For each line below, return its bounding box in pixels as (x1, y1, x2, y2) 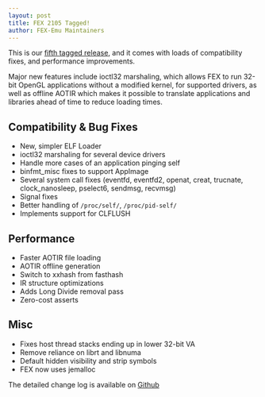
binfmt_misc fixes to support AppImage (19, 167, 149, 176)
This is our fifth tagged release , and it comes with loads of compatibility (8, 48, 243, 58)
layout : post (8, 11, 52, 20)
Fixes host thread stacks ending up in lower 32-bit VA (19, 339, 196, 349)
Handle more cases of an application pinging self (19, 158, 181, 168)
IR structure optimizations (19, 279, 105, 287)
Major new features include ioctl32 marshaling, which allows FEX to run (8, 72, 242, 82)
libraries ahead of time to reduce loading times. (8, 97, 163, 107)
